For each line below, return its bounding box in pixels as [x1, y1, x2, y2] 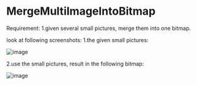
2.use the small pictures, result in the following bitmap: [6, 60, 144, 67]
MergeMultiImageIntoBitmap [6, 4, 156, 18]
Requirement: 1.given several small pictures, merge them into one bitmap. [6, 24, 191, 32]
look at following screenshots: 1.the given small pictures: [6, 36, 149, 43]
